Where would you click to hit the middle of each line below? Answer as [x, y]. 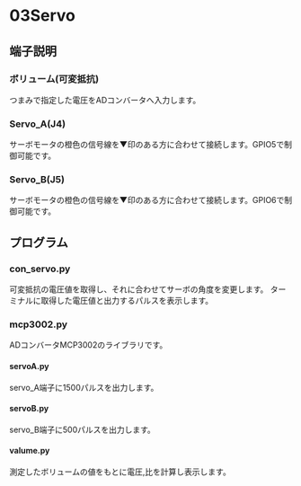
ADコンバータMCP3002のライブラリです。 [89, 345]
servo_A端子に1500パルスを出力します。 [84, 387]
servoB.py [29, 409]
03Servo [43, 16]
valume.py [30, 451]
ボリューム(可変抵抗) [54, 79]
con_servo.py [40, 269]
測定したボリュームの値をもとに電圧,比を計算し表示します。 [120, 472]
